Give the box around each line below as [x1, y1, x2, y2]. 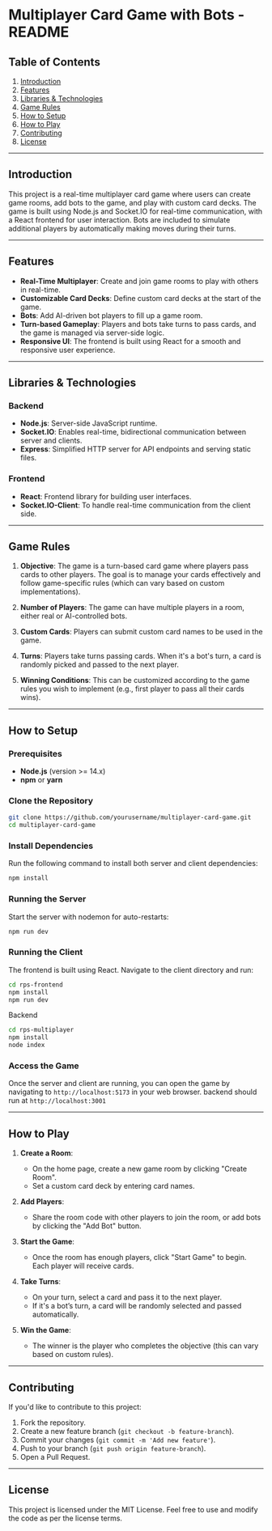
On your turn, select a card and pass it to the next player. [32, 1292, 223, 1302]
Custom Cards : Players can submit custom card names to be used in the [19, 627, 263, 637]
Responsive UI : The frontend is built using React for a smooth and [19, 336, 241, 346]
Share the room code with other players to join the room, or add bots [32, 1212, 261, 1223]
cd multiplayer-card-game [8, 821, 96, 829]
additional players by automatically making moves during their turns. [8, 223, 236, 233]
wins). [19, 693, 41, 702]
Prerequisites [8, 748, 62, 759]
